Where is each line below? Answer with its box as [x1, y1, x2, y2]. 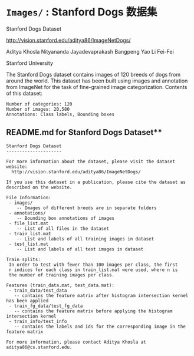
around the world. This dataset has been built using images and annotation [6, 77, 188, 84]
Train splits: [6, 256, 41, 262]
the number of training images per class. [8, 272, 115, 278]
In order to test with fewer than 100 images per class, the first [8, 262, 178, 268]
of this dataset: [6, 90, 43, 97]
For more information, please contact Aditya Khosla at [6, 339, 146, 345]
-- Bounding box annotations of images [17, 215, 115, 221]
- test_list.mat [8, 241, 49, 247]
